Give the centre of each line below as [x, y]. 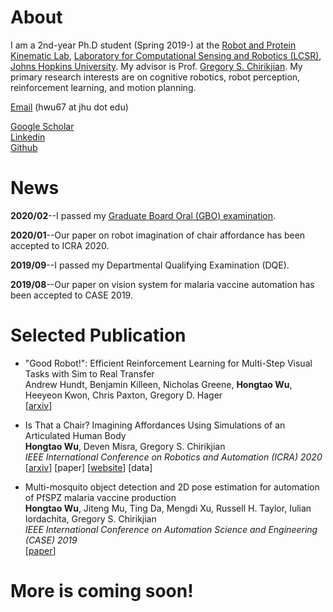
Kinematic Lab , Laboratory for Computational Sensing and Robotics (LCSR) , [166, 55]
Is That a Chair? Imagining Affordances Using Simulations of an [155, 425]
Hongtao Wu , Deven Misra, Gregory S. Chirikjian [125, 446]
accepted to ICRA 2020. [60, 245]
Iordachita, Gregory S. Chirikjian [90, 518]
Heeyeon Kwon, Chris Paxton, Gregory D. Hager [123, 395]
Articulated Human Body [75, 435]
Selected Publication [98, 335]
